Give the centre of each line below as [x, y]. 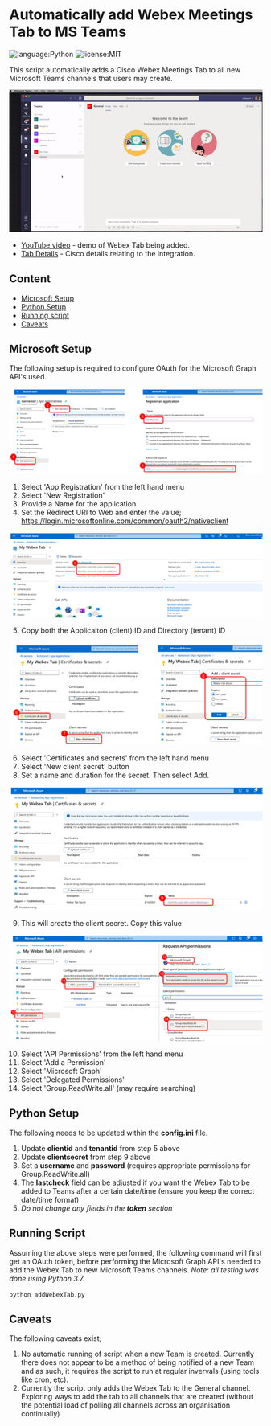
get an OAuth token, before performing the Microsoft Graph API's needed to [135, 1261]
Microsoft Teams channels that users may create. [91, 78]
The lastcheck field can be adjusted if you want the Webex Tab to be [135, 1182]
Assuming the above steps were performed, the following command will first [135, 1252]
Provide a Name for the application [78, 504]
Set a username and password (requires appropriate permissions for [135, 1165]
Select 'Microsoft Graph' [62, 1071]
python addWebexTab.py [47, 1295]
